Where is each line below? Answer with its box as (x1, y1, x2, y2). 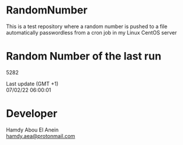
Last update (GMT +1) (6, 80, 58, 87)
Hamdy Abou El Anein (6, 126, 59, 133)
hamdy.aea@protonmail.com (6, 132, 75, 139)
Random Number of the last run (6, 50, 162, 63)
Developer (6, 107, 57, 120)
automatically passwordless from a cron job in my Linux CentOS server (6, 29, 177, 36)
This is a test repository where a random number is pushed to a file (6, 23, 168, 30)
